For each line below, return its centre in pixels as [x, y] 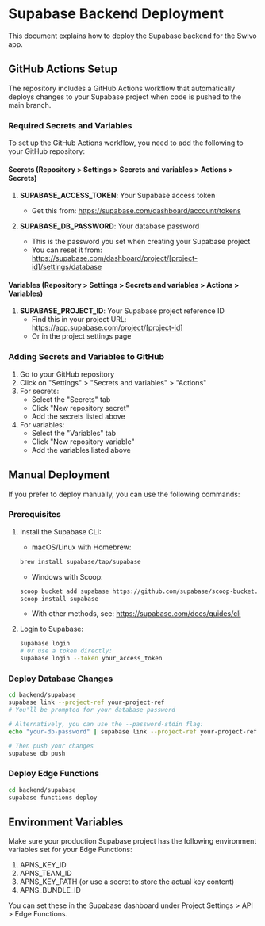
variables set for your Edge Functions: [70, 850]
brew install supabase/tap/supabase [80, 561]
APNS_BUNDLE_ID [50, 890]
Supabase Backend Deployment [116, 14]
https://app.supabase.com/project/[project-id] [107, 328]
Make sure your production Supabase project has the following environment [132, 841]
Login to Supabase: [52, 629]
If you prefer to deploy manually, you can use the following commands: [124, 494]
